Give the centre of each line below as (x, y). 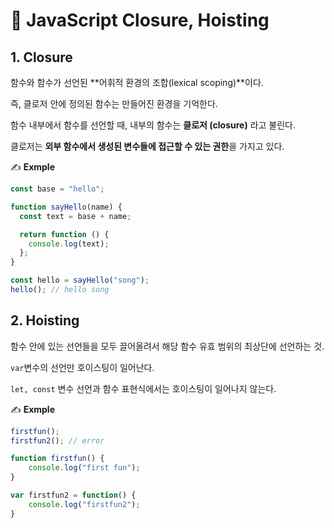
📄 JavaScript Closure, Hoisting (140, 20)
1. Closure (41, 57)
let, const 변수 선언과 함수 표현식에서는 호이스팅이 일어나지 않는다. (143, 388)
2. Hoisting (45, 320)
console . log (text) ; (69, 244)
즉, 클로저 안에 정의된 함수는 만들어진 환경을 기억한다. (114, 103)
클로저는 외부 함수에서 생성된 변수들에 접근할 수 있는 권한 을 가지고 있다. (147, 146)
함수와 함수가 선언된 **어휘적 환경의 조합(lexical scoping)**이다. (137, 82)
